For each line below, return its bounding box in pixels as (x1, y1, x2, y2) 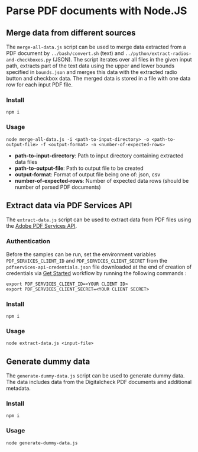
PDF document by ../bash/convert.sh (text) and (6, 50, 124, 57)
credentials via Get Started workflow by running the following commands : (6, 269, 187, 276)
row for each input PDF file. (6, 81, 73, 88)
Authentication (6, 237, 50, 246)
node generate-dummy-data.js (6, 440, 78, 446)
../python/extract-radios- (125, 51, 192, 57)
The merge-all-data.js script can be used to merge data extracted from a (6, 43, 186, 50)
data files (14, 158, 38, 165)
